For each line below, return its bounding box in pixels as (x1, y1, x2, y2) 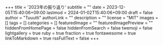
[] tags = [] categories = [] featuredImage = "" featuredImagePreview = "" (5, 20, 153, 26)
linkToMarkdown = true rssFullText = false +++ (5, 35, 99, 41)
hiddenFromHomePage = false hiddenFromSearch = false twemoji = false (5, 25, 153, 30)
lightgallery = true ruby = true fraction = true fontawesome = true (5, 30, 136, 36)
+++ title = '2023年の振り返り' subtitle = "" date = (5, 4, 106, 10)
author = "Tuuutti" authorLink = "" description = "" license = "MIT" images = (5, 15, 159, 20)
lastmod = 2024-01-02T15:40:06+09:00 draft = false (46, 10, 153, 15)
